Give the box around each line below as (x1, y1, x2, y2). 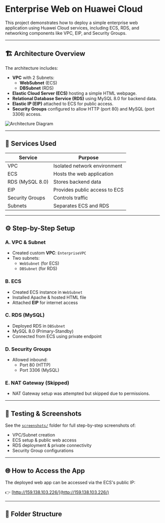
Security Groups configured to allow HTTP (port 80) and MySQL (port (12, 106, 155, 111)
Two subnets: (12, 255, 40, 261)
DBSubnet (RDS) (19, 85, 54, 91)
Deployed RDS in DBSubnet (12, 323, 65, 329)
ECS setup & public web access (12, 437, 77, 443)
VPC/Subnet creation (12, 432, 55, 438)
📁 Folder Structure (5, 510, 62, 519)
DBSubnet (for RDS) (19, 266, 57, 272)
